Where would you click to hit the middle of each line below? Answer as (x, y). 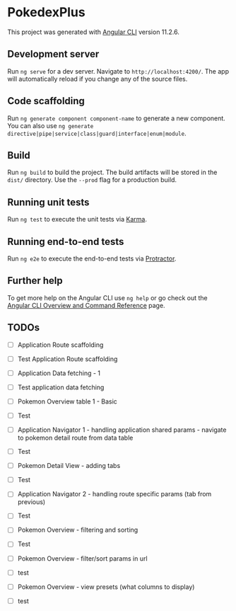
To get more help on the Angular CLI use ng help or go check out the (107, 297)
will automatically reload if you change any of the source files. (98, 79)
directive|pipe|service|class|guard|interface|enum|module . (97, 133)
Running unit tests (48, 202)
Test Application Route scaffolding (67, 359)
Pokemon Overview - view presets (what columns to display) (106, 587)
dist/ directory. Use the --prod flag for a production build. (92, 180)
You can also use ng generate (51, 125)
